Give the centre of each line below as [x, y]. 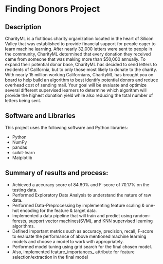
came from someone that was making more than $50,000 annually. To [75, 59]
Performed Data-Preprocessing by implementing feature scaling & [78, 205]
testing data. [25, 190]
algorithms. [23, 226]
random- [142, 215]
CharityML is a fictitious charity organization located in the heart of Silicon [80, 38]
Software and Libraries [40, 116]
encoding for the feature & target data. [58, 211]
